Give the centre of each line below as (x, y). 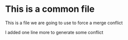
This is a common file (50, 9)
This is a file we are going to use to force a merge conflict (64, 23)
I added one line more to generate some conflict (54, 32)
